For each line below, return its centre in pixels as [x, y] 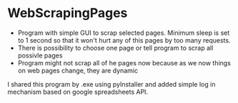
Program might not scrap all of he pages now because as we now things [124, 63]
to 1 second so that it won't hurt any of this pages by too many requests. [124, 40]
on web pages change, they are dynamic [78, 70]
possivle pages [40, 55]
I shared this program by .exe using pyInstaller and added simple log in [111, 84]
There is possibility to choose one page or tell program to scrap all [115, 48]
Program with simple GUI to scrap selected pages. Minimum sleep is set [124, 33]
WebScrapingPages [68, 13]
